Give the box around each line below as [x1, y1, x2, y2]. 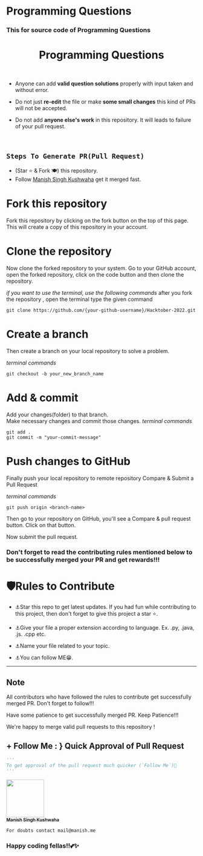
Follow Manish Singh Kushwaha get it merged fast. [14, 176, 141, 183]
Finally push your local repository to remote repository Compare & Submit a [6, 474, 195, 482]
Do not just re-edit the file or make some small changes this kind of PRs [14, 98, 196, 105]
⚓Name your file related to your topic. [14, 642, 110, 650]
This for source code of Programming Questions [6, 26, 151, 35]
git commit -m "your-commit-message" [6, 434, 101, 440]
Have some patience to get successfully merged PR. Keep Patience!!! [6, 711, 179, 719]
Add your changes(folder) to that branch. [6, 410, 109, 418]
